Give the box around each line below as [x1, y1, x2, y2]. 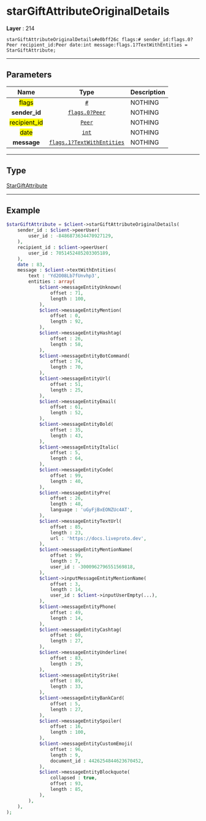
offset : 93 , [50, 781, 84, 787]
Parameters [6, 69, 52, 80]
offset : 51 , [50, 381, 84, 387]
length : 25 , [50, 387, 84, 393]
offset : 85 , [50, 523, 84, 530]
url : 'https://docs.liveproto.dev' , [50, 535, 147, 541]
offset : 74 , [50, 358, 84, 364]
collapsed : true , [50, 775, 97, 781]
